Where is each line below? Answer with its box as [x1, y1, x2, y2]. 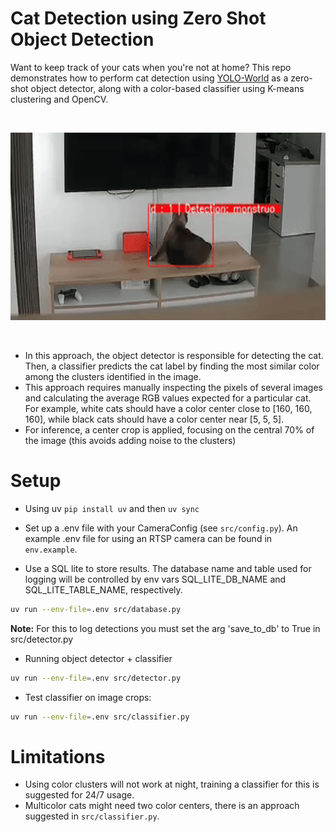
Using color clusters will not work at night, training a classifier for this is [24, 778, 320, 791]
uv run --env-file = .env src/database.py [10, 604, 182, 614]
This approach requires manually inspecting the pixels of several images [24, 381, 323, 393]
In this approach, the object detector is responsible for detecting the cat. [24, 349, 324, 361]
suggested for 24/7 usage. [24, 789, 135, 801]
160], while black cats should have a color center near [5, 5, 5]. [24, 413, 285, 425]
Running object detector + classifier [24, 652, 173, 664]
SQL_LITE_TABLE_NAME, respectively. [24, 583, 183, 596]
